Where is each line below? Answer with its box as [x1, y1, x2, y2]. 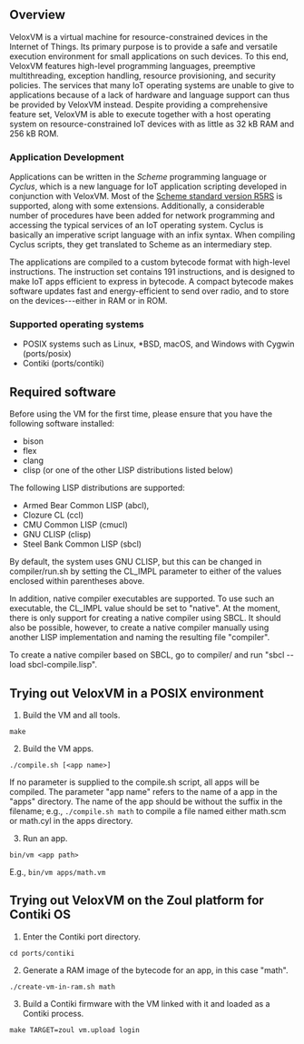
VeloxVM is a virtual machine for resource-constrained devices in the [9, 31, 269, 42]
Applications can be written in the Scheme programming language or [9, 172, 268, 183]
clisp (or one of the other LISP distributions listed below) [22, 465, 234, 476]
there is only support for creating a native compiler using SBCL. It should [9, 613, 281, 624]
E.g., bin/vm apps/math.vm [9, 867, 106, 878]
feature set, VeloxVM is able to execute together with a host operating [9, 108, 270, 119]
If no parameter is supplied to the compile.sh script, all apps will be [9, 777, 260, 788]
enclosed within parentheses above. [9, 576, 145, 587]
